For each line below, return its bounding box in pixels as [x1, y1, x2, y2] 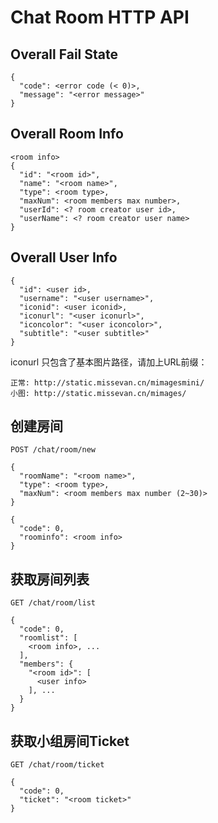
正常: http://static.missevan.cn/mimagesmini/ [10, 377, 205, 388]
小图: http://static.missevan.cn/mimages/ [10, 388, 187, 398]
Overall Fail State [10, 46, 118, 63]
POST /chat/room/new [10, 445, 97, 455]
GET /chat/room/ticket [10, 760, 105, 770]
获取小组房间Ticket [10, 732, 130, 750]
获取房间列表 [10, 571, 90, 588]
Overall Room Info [10, 126, 124, 143]
